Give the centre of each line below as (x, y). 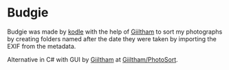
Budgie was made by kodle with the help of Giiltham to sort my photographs (115, 32)
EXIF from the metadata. (42, 46)
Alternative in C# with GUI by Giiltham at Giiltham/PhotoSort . (93, 59)
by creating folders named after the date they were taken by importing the (112, 38)
